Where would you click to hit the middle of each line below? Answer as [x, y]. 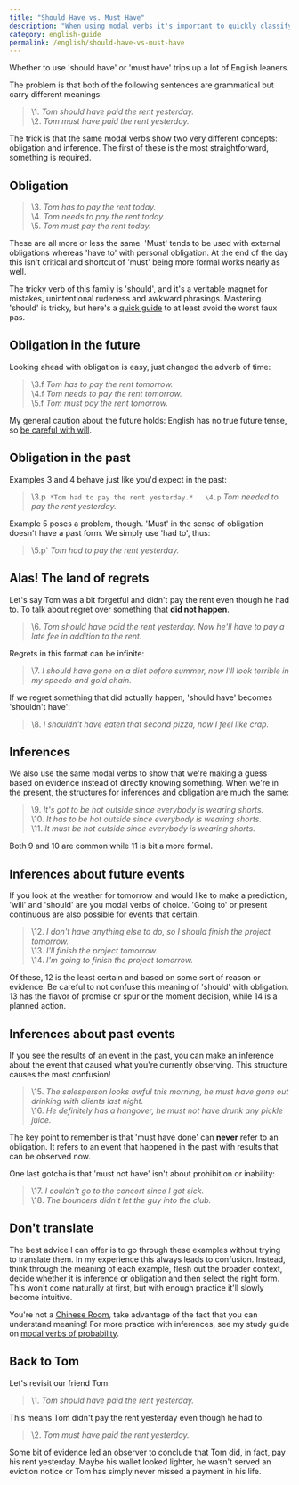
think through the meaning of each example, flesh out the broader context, [146, 1268]
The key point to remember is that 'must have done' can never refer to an [144, 1137]
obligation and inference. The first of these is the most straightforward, [139, 148]
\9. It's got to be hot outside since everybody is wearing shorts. [147, 810]
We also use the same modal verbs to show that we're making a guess [138, 773]
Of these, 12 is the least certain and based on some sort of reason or [135, 978]
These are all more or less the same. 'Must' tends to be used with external [145, 243]
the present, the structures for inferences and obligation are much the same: [149, 792]
